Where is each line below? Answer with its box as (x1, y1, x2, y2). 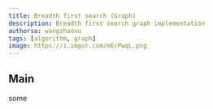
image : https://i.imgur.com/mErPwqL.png (8, 42, 148, 50)
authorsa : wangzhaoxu (8, 27, 82, 35)
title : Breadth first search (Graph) (8, 11, 137, 20)
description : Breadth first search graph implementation (8, 19, 206, 27)
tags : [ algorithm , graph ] (8, 34, 96, 43)
